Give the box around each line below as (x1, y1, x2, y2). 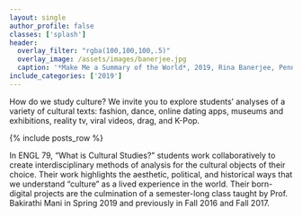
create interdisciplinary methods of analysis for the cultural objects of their (9, 159, 286, 170)
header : (9, 38, 39, 48)
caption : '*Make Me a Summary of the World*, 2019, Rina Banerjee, (17, 64, 276, 73)
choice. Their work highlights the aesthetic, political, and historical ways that (9, 169, 293, 179)
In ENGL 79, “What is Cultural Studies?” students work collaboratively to (9, 150, 276, 161)
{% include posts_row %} (9, 132, 103, 143)
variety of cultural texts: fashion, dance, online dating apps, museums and (9, 105, 284, 117)
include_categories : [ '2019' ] (9, 72, 123, 81)
